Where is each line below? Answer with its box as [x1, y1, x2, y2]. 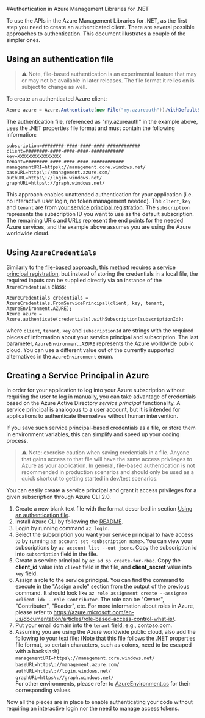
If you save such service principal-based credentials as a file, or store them [6, 424, 196, 432]
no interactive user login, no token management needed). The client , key [6, 197, 191, 204]
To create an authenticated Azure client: [6, 95, 107, 102]
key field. [15, 570, 38, 577]
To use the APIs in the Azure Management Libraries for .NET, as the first [6, 17, 187, 24]
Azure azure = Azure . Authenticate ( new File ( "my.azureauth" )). [6, 107, 168, 113]
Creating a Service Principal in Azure [6, 370, 149, 381]
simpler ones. [6, 37, 41, 43]
